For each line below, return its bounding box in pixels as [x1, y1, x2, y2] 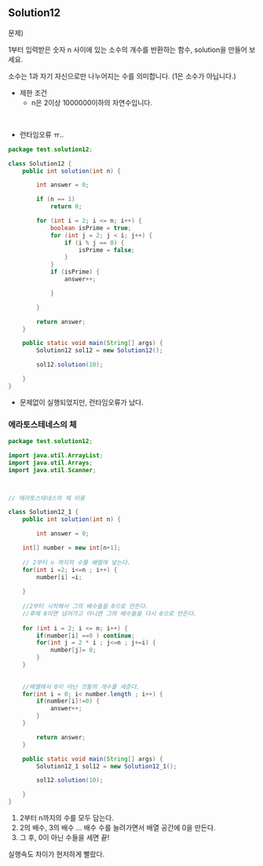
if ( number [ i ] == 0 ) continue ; [36, 632, 135, 640]
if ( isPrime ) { [49, 268, 100, 276]
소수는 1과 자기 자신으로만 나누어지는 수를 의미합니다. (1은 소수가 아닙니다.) [8, 71, 237, 81]
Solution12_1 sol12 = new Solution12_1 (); [36, 762, 177, 770]
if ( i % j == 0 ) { [64, 239, 125, 247]
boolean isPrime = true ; [49, 224, 132, 232]
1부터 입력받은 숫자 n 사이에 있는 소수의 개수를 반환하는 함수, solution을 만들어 [8, 45, 247, 54]
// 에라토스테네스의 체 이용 [8, 494, 86, 502]
